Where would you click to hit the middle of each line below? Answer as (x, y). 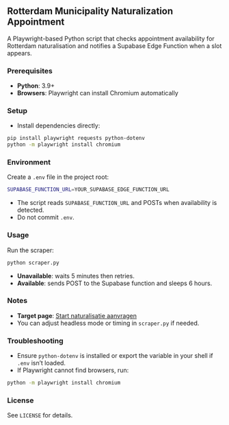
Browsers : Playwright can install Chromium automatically (98, 93)
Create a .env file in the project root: (58, 177)
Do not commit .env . (45, 217)
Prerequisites (30, 71)
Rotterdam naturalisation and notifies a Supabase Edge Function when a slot (114, 46)
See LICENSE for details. (40, 415)
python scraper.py (33, 263)
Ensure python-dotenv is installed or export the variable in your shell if (115, 356)
